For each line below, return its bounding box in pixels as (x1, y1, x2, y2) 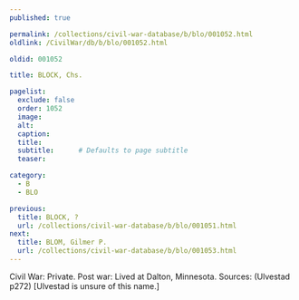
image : (17, 112, 43, 121)
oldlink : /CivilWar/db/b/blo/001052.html (9, 38, 169, 47)
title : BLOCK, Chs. (9, 71, 83, 80)
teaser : (17, 155, 47, 164)
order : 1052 (17, 104, 63, 113)
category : (9, 171, 47, 180)
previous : (9, 204, 47, 213)
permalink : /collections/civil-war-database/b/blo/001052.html (9, 29, 254, 39)
